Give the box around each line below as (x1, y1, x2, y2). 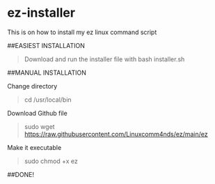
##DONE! (7, 170, 35, 178)
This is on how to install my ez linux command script (7, 28, 157, 36)
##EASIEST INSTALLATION (7, 41, 85, 49)
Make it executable (7, 143, 62, 151)
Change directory (7, 82, 58, 90)
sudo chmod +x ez (24, 157, 79, 165)
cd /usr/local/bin (24, 95, 72, 104)
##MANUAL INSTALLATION (7, 68, 87, 77)
